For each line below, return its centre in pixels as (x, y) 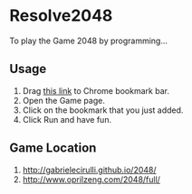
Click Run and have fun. (67, 119)
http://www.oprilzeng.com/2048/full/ (91, 179)
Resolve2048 (61, 16)
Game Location (53, 148)
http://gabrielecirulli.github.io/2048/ (89, 170)
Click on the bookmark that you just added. (103, 110)
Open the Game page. (64, 100)
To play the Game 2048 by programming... (89, 41)
